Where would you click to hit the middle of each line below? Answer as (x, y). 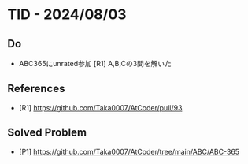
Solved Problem (47, 133)
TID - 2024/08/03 (67, 15)
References (36, 89)
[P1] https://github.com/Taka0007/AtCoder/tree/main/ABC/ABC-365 (129, 151)
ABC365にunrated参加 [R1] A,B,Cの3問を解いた (95, 63)
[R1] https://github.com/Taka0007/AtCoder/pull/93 (100, 107)
